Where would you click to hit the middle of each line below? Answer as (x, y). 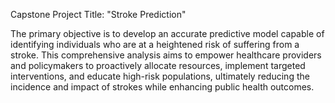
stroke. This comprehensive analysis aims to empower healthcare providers (166, 55)
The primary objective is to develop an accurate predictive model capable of (167, 33)
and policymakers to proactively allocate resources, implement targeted (158, 65)
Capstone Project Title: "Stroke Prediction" (98, 14)
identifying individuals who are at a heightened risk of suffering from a (155, 44)
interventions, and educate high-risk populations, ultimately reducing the (160, 76)
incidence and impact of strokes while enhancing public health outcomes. (162, 87)
